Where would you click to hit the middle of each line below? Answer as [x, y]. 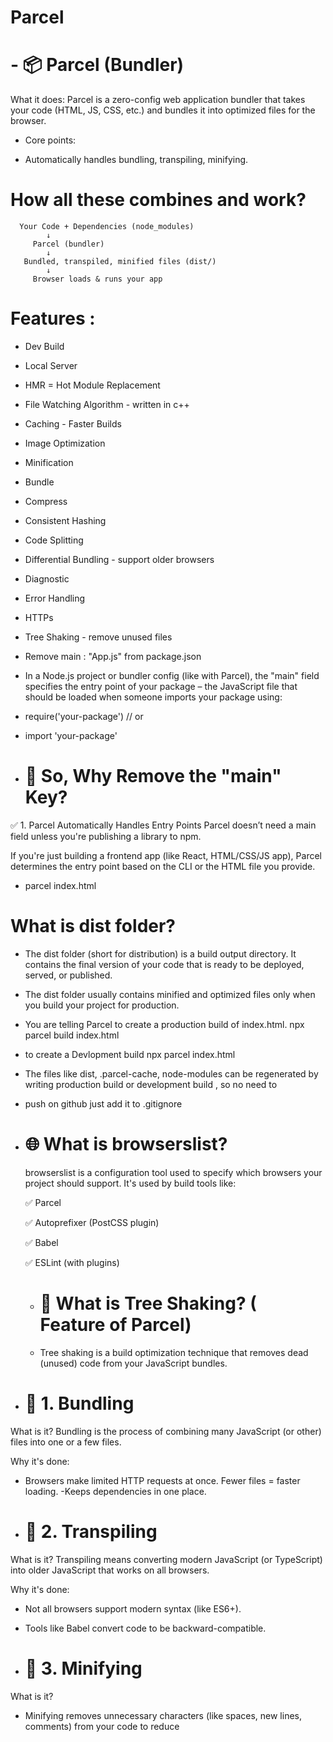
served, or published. [68, 975]
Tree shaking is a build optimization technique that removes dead [174, 1352]
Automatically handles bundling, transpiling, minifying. [136, 160]
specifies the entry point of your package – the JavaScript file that [161, 686]
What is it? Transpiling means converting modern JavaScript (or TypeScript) [166, 1559]
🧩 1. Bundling [79, 1403]
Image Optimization [65, 443]
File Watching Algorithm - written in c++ [107, 404]
